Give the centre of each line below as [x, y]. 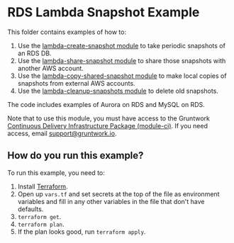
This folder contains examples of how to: [67, 32]
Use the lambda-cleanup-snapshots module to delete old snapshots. [118, 91]
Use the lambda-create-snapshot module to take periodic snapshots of [121, 45]
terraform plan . [41, 224]
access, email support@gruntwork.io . [62, 133]
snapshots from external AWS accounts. [77, 83]
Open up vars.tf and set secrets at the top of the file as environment [118, 194]
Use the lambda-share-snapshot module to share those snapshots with [122, 60]
